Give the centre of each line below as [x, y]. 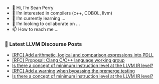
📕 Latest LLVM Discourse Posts [43, 44]
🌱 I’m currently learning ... [39, 18]
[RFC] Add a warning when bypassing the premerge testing [73, 71]
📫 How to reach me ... [35, 29]
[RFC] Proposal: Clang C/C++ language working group [68, 60]
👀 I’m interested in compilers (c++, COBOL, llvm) [62, 13]
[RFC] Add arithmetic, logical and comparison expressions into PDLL [83, 55]
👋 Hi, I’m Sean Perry [33, 8]
